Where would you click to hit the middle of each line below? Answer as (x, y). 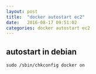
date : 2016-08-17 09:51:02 (42, 22)
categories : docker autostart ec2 (48, 28)
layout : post (22, 11)
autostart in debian (42, 51)
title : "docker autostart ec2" (45, 17)
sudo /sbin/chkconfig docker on (45, 65)
